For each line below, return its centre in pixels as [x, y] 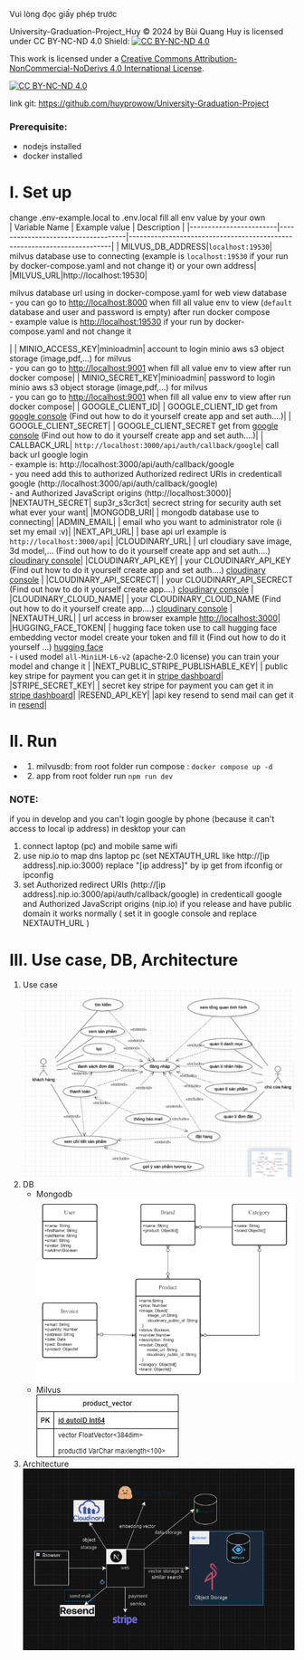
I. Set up [41, 192]
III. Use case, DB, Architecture [123, 960]
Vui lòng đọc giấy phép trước [63, 14]
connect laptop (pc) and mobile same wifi [100, 846]
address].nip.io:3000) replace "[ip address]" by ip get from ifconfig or [152, 865]
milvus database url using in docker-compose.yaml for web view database [148, 293]
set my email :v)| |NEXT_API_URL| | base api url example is [118, 532]
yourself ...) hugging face [57, 647]
